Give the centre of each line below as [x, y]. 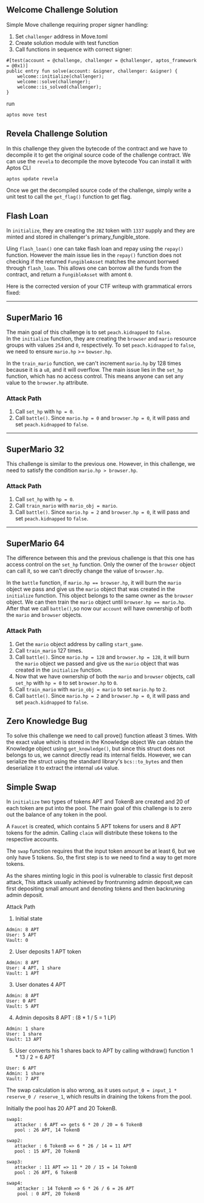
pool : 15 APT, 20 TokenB [47, 1151]
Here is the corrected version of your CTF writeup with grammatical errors [99, 286]
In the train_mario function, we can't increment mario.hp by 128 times [94, 363]
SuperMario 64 [36, 543]
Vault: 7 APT [23, 1079]
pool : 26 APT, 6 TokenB [46, 1173]
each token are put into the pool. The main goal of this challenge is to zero [99, 808]
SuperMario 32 [36, 449]
